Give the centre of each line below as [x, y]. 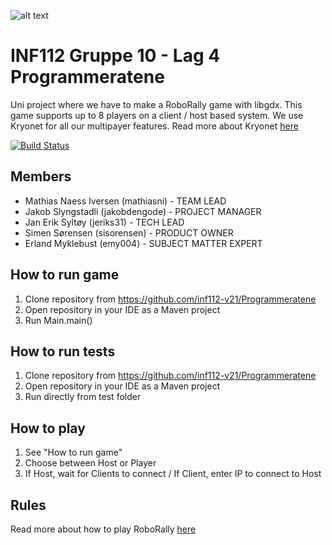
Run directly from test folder [83, 397]
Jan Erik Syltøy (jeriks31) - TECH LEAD [104, 222]
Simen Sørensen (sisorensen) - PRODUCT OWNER [129, 232]
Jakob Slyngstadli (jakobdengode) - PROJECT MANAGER [143, 211]
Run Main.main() [58, 320]
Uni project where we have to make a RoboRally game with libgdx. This [156, 104]
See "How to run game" [73, 452]
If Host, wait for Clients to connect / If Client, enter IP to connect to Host [173, 474]
